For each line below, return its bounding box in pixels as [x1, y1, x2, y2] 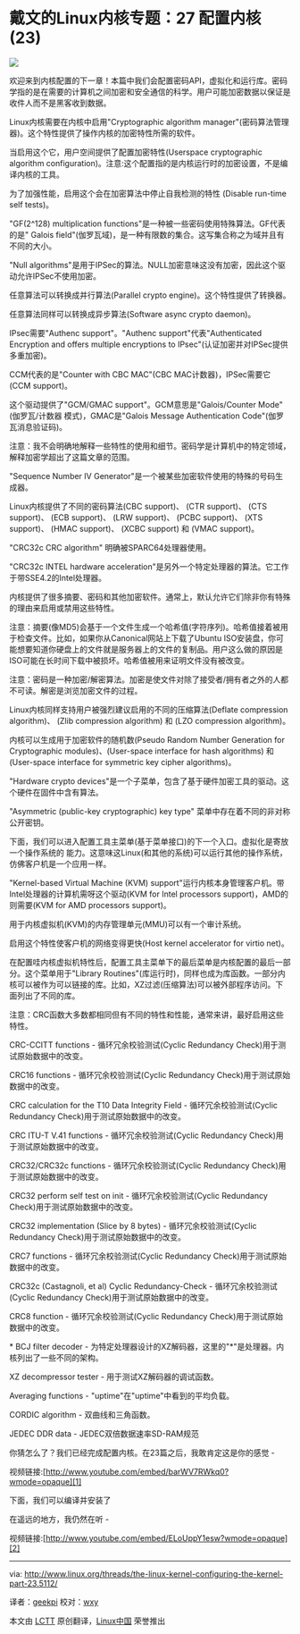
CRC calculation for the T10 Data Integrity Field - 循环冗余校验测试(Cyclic [9, 1099, 279, 1110]
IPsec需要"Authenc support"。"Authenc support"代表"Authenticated [9, 327, 262, 338]
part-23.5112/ [9, 1578, 58, 1588]
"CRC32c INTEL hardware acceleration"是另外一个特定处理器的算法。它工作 [9, 560, 289, 572]
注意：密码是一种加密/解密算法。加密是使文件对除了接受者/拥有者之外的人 [9, 674, 281, 685]
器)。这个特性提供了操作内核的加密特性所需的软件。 [9, 127, 201, 139]
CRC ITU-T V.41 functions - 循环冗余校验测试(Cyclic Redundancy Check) [9, 1130, 277, 1141]
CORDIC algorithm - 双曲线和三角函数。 [9, 1409, 155, 1419]
